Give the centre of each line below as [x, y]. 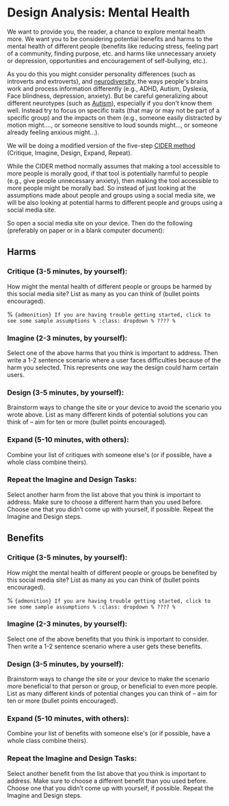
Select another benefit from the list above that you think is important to [107, 773]
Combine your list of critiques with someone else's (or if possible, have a [109, 454]
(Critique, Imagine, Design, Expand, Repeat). [70, 153]
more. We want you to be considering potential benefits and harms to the [110, 38]
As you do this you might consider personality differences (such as [102, 74]
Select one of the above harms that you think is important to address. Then [113, 353]
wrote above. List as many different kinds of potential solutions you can [108, 415]
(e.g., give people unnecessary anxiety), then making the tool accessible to [113, 180]
